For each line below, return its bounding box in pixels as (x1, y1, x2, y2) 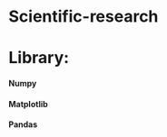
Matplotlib (8, 98, 49, 109)
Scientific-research (8, 6, 159, 27)
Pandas (8, 119, 38, 130)
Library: (8, 48, 70, 68)
